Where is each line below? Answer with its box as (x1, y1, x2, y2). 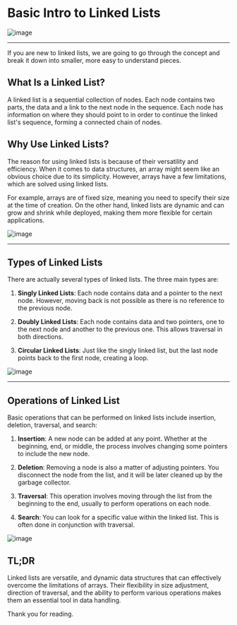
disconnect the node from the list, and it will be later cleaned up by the (17, 471, 223, 480)
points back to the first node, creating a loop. (17, 354, 149, 362)
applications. (7, 215, 44, 224)
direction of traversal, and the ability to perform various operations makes (7, 588, 221, 597)
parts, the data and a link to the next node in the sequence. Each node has (7, 102, 224, 111)
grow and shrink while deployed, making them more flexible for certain (7, 208, 213, 217)
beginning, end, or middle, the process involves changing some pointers (17, 442, 228, 451)
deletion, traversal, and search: (7, 421, 97, 429)
